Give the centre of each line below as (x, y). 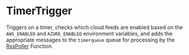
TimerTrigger (39, 11)
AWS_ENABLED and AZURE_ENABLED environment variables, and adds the (89, 33)
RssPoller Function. (30, 46)
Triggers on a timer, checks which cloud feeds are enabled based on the (94, 27)
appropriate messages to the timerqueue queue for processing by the (90, 40)
